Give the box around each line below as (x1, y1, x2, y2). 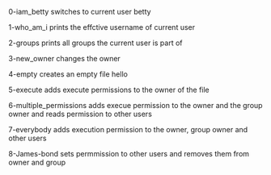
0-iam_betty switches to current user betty (8, 7, 151, 16)
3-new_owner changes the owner (8, 54, 121, 63)
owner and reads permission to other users (8, 109, 152, 119)
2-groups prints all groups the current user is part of (8, 38, 183, 48)
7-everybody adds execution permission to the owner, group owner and (8, 125, 248, 134)
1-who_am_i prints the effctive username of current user (8, 23, 196, 31)
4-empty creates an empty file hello (8, 69, 128, 79)
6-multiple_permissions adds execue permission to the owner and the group (8, 101, 263, 110)
